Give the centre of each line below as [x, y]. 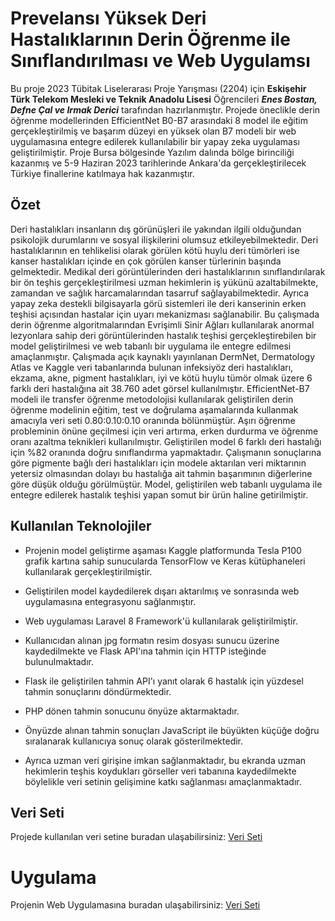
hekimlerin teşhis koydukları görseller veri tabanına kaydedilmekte [160, 771]
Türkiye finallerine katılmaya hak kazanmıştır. [102, 173]
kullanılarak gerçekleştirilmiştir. [88, 571]
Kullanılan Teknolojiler [81, 526]
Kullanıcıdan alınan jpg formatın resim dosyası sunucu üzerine [152, 640]
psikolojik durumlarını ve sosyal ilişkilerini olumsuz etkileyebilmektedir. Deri [164, 239]
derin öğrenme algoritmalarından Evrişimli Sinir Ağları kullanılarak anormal [162, 324]
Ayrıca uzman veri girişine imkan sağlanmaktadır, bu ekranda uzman [165, 760]
